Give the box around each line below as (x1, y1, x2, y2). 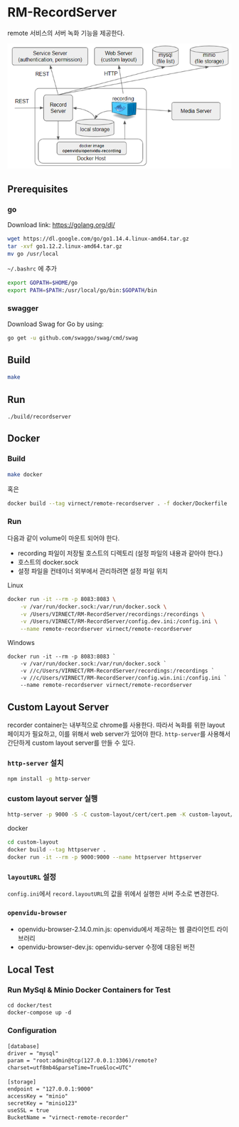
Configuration (7, 1026, 57, 1036)
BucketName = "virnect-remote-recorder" (7, 1113, 129, 1121)
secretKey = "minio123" (7, 1099, 78, 1107)
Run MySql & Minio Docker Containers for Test (7, 985, 171, 995)
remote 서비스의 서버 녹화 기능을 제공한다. (7, 28, 125, 37)
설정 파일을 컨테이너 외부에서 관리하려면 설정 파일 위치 (17, 567, 169, 575)
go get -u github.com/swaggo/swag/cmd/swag (7, 334, 139, 342)
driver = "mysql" (7, 1049, 59, 1057)
